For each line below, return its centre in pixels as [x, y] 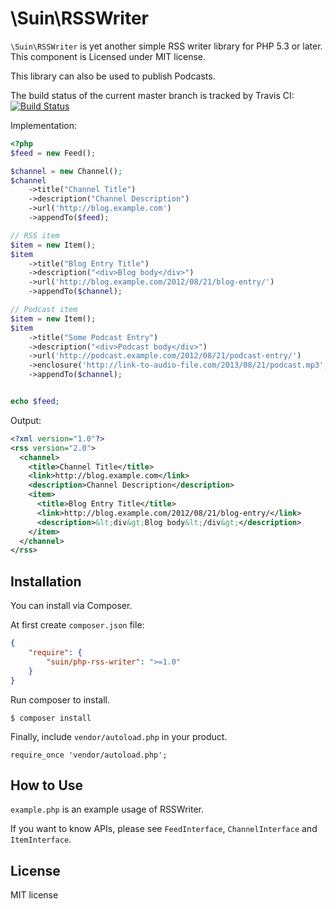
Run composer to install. [60, 699]
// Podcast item [44, 310]
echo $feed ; [35, 402]
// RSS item [35, 235]
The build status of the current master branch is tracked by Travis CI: [152, 95]
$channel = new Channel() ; [66, 171]
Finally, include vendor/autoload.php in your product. [119, 736]
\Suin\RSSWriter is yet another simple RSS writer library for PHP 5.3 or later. [166, 46]
